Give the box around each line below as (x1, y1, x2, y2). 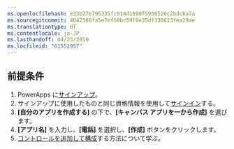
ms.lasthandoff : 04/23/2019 (7, 36, 89, 43)
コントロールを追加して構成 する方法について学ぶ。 (17, 134, 164, 142)
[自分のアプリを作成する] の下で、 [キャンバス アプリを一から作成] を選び (17, 108, 228, 116)
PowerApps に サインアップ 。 (17, 90, 101, 99)
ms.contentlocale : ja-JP (7, 29, 80, 37)
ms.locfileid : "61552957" (7, 43, 82, 50)
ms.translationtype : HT (7, 23, 77, 30)
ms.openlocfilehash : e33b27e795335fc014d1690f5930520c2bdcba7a (7, 10, 196, 17)
